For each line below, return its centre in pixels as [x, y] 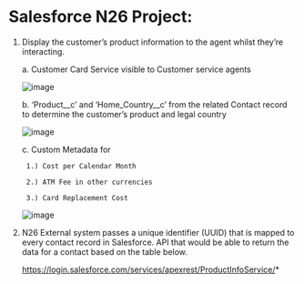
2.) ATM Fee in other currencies [89, 182]
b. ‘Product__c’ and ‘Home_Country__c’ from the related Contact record [154, 104]
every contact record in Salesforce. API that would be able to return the [155, 242]
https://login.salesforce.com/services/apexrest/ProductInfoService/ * [150, 269]
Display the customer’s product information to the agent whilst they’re [152, 42]
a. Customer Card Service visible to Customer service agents [136, 69]
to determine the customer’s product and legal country [124, 114]
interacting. [43, 51]
